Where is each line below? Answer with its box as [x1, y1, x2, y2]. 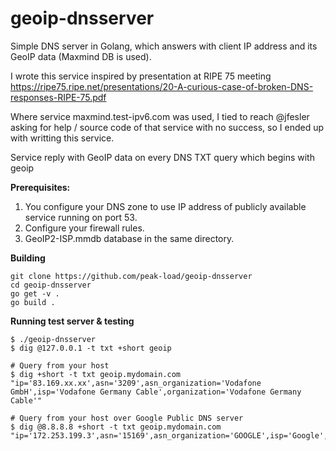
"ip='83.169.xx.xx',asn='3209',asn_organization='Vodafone [10, 378, 262, 388]
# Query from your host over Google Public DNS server [10, 413, 244, 423]
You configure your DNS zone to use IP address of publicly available [24, 200, 307, 212]
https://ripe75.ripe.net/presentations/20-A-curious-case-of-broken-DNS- [10, 80, 314, 92]
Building [10, 252, 46, 264]
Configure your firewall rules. [24, 222, 145, 234]
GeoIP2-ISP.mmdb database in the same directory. [24, 232, 235, 244]
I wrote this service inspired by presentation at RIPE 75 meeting [10, 70, 272, 82]
